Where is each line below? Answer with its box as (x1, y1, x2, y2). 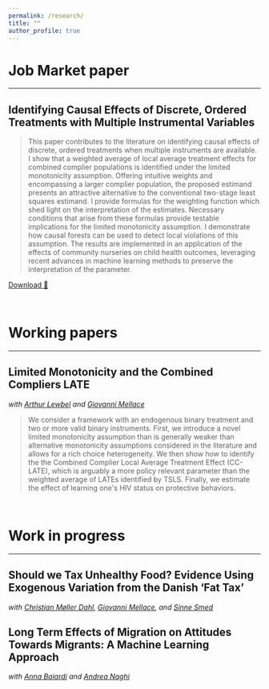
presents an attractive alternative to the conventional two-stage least (27, 188, 256, 197)
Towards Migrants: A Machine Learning (8, 638, 210, 652)
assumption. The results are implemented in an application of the (27, 239, 243, 249)
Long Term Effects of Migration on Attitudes (8, 626, 232, 639)
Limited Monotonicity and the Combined (8, 366, 214, 379)
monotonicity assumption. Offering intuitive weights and (27, 171, 213, 180)
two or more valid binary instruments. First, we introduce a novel (27, 423, 241, 433)
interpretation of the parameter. (27, 265, 132, 274)
